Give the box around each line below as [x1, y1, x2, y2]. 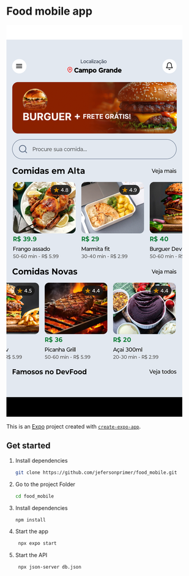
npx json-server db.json [18, 564, 81, 570]
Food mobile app [6, 4, 93, 18]
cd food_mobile [15, 493, 54, 499]
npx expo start [18, 540, 57, 547]
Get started [6, 441, 51, 451]
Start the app [15, 528, 49, 535]
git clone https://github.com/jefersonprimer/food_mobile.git [15, 469, 177, 476]
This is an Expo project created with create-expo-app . [6, 422, 141, 430]
